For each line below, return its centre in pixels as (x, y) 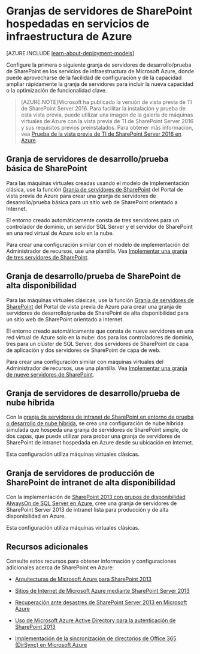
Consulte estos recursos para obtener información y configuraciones (91, 561)
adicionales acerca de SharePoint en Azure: (60, 568)
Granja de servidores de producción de (80, 473)
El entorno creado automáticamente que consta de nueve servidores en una (100, 331)
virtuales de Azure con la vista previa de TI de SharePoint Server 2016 (107, 121)
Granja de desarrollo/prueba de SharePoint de (94, 277)
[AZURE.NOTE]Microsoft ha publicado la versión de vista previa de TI (106, 102)
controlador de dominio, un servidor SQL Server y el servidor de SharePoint (99, 226)
